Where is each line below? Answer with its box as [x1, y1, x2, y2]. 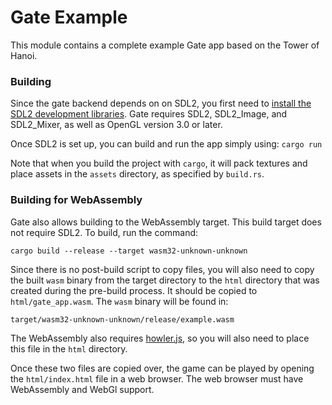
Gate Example [10, 6, 128, 29]
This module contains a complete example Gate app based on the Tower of [10, 39, 320, 51]
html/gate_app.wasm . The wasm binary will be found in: [10, 295, 229, 307]
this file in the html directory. [10, 342, 128, 355]
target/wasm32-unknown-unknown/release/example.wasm [10, 314, 235, 325]
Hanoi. [10, 49, 38, 61]
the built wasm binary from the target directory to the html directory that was [10, 274, 320, 286]
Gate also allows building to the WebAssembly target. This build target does [10, 216, 322, 228]
